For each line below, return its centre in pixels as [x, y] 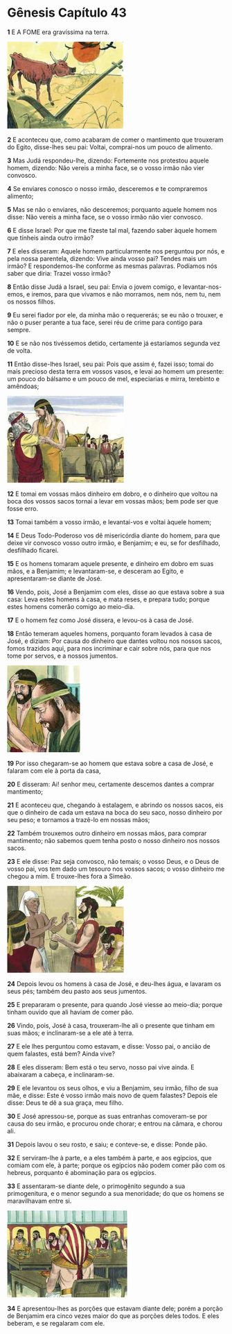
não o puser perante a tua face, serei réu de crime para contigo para [105, 322]
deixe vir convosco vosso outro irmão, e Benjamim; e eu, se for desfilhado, [114, 542]
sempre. [19, 330]
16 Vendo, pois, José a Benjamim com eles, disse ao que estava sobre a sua [116, 592]
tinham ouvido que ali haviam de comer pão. [70, 1012]
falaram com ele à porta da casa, [54, 770]
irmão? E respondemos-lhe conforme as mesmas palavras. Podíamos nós [112, 266]
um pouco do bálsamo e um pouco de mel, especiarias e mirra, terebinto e [114, 378]
